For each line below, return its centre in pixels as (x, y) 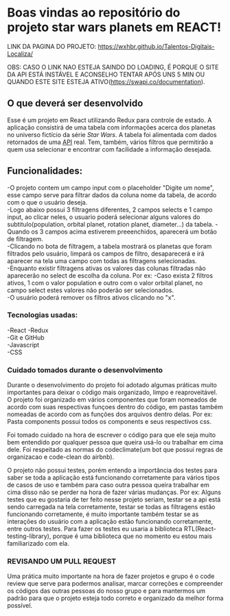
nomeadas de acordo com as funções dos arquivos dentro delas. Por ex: (110, 414)
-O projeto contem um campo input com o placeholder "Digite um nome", (111, 187)
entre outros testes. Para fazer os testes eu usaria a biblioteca (95, 529)
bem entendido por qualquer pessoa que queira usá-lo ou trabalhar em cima (115, 442)
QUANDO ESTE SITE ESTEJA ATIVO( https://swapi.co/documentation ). (106, 81)
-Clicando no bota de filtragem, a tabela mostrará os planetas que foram (110, 246)
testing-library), (29, 536)
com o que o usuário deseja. (47, 202)
